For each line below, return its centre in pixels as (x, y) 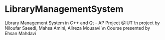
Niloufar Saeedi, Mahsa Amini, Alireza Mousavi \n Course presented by (78, 28)
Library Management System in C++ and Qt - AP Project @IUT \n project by (82, 23)
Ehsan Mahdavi (20, 33)
